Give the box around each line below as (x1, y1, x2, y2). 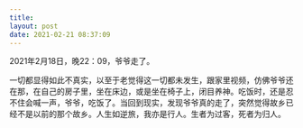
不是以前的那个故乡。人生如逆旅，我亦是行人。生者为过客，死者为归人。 (16, 109, 286, 120)
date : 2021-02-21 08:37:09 (9, 30, 111, 39)
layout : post (9, 22, 59, 31)
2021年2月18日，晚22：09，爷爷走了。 (9, 56, 155, 67)
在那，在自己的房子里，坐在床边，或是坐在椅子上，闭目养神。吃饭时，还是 (9, 87, 286, 97)
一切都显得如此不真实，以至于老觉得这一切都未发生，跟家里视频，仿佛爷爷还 (9, 75, 294, 86)
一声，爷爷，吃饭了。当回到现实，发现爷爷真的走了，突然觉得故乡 (40, 97, 286, 108)
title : (9, 13, 34, 23)
